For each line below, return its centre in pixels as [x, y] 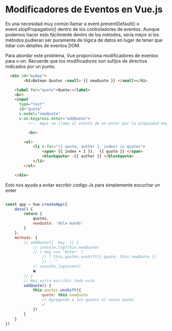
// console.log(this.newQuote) [66, 247]
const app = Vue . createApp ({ [36, 204]
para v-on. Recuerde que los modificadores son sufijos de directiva [76, 61]
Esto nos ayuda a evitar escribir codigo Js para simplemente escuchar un [83, 185]
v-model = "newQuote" [39, 114]
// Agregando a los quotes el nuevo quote [88, 300]
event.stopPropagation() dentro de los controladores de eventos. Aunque [82, 29]
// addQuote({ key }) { [51, 243]
